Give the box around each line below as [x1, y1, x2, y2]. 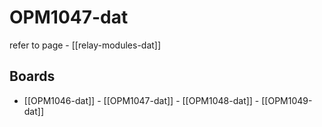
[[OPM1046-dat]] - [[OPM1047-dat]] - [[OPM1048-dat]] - [23, 94, 260, 106]
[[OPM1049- [261, 94, 313, 106]
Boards [9, 68, 56, 85]
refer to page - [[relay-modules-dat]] [9, 39, 162, 51]
